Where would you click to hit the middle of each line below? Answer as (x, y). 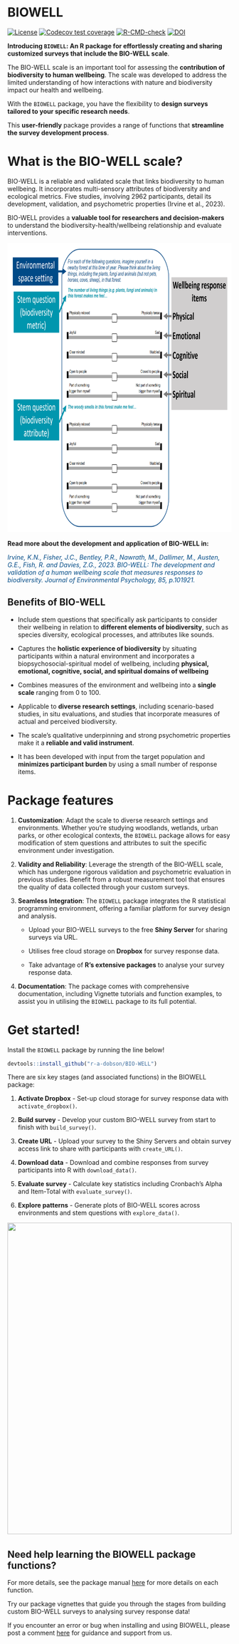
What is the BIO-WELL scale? (95, 162)
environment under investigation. (66, 850)
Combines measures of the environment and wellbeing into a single (117, 685)
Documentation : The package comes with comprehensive (103, 986)
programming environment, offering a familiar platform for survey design (124, 908)
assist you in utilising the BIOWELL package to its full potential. (107, 1001)
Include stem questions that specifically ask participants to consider (117, 619)
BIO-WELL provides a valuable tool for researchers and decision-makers (116, 217)
